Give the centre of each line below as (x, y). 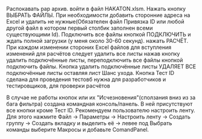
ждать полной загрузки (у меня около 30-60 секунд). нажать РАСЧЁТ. (97, 41)
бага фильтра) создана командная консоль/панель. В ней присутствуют (99, 104)
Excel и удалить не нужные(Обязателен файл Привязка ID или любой (96, 21)
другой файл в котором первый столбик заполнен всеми (80, 28)
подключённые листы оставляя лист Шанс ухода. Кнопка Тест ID (90, 73)
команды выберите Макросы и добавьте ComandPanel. (77, 130)
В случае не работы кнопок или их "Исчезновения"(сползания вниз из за (101, 97)
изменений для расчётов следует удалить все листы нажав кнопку (93, 53)
